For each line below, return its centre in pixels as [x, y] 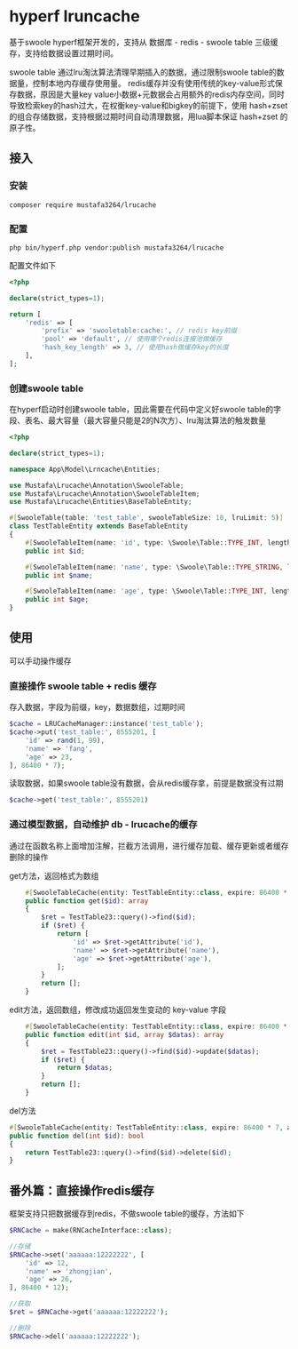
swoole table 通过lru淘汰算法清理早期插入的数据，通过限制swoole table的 [143, 72]
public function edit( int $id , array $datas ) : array [125, 1034]
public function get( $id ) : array [87, 901]
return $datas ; [85, 1068]
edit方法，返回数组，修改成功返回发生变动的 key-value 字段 [118, 1010]
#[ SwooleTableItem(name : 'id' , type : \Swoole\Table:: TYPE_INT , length [158, 543]
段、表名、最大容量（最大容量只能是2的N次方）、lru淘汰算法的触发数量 [138, 420]
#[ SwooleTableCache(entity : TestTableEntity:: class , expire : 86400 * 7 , [146, 1127]
